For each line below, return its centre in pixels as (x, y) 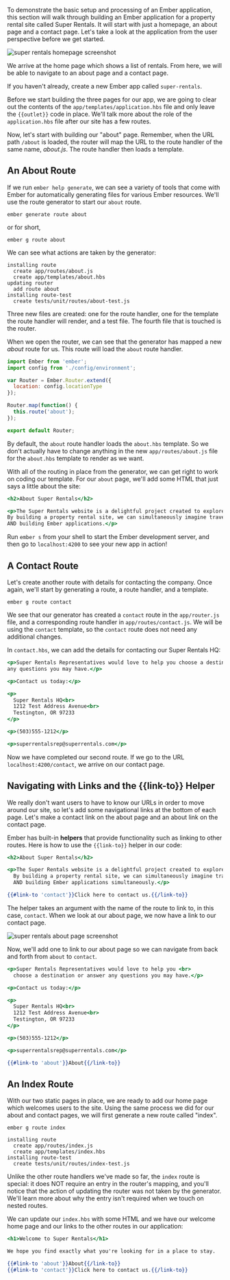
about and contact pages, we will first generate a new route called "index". (112, 1115)
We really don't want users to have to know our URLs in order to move (106, 803)
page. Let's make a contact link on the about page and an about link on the (113, 817)
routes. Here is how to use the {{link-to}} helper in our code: (95, 845)
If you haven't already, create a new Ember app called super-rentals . (105, 86)
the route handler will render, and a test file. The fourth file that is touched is (114, 321)
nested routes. (27, 1206)
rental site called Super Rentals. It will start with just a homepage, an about (112, 24)
